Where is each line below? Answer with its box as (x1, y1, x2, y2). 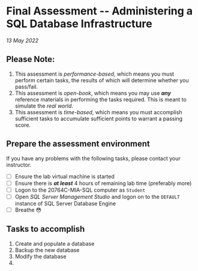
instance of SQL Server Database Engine (14, 199, 116, 207)
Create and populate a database (14, 240, 95, 247)
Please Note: (6, 54, 55, 64)
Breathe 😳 (14, 206, 42, 213)
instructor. (6, 161, 32, 168)
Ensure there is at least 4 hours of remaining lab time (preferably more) (14, 179, 192, 187)
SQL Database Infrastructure (6, 17, 152, 31)
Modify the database (14, 252, 67, 260)
